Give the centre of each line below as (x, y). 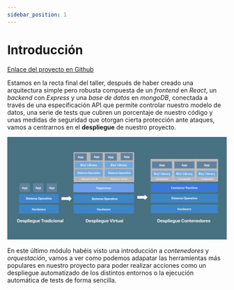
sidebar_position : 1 (37, 15)
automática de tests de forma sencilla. (62, 280)
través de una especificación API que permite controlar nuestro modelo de (114, 105)
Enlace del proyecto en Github (50, 69)
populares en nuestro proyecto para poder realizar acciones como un (107, 266)
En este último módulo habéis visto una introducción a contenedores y (108, 251)
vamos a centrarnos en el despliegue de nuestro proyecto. (92, 127)
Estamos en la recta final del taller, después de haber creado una (100, 83)
